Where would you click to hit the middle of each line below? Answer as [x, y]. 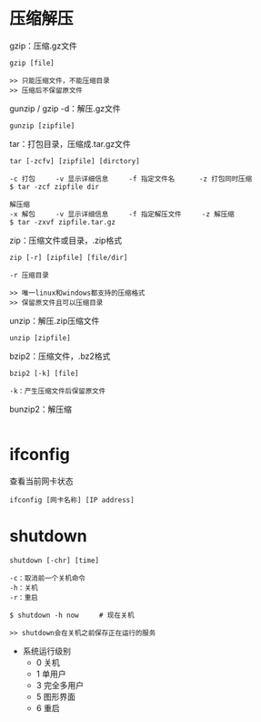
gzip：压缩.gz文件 [43, 46]
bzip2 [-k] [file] [44, 373]
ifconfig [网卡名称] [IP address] [72, 500]
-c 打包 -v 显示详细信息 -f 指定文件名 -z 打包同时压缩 [131, 179]
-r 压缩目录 [30, 275]
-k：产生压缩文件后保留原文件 [58, 391]
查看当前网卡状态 [41, 481]
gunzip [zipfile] [42, 126]
